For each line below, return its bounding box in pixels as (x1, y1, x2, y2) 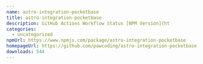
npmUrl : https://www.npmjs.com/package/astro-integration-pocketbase (6, 37, 187, 43)
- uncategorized (12, 32, 53, 38)
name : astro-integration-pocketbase (6, 9, 99, 15)
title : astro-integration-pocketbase (6, 15, 102, 21)
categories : (6, 26, 36, 32)
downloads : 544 (6, 49, 45, 55)
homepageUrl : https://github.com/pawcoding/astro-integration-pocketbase (6, 43, 198, 49)
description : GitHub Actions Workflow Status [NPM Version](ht (6, 20, 170, 26)
